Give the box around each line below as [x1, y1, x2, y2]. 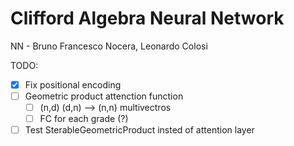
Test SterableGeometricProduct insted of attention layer [24, 124, 255, 136]
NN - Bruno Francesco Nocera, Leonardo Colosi [10, 40, 208, 52]
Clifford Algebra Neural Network [10, 7, 285, 30]
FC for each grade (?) [39, 113, 129, 125]
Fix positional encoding [24, 78, 122, 91]
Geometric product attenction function [24, 90, 184, 102]
